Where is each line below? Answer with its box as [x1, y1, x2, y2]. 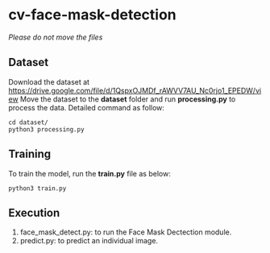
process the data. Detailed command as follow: [8, 102, 165, 112]
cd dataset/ [8, 118, 48, 126]
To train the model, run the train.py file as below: [8, 168, 171, 178]
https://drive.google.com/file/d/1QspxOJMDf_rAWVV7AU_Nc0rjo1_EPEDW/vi [8, 85, 262, 95]
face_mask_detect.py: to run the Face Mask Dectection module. [19, 227, 232, 237]
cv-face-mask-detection [8, 6, 177, 24]
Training [8, 147, 52, 161]
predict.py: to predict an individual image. [19, 236, 159, 246]
